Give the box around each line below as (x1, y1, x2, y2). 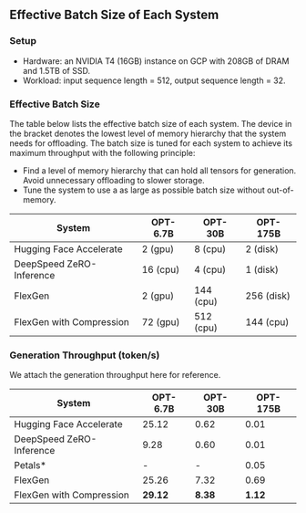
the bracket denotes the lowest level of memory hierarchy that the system (9, 128, 287, 139)
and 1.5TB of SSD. (22, 65, 91, 76)
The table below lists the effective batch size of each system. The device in (9, 118, 292, 129)
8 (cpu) (194, 242, 226, 255)
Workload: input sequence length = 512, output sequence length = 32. (22, 75, 286, 86)
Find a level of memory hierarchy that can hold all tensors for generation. (22, 164, 297, 176)
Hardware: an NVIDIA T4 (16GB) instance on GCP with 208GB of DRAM (22, 55, 290, 67)
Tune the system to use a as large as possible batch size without (22, 184, 266, 195)
